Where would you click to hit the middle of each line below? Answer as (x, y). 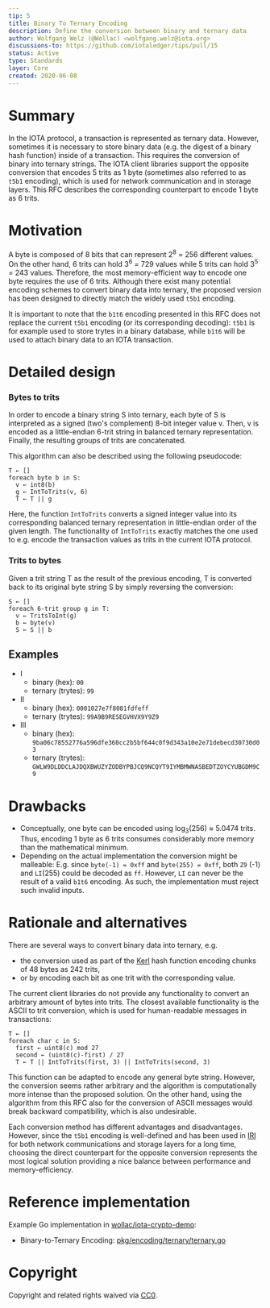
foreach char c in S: (45, 1041)
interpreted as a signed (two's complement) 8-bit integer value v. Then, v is (134, 423)
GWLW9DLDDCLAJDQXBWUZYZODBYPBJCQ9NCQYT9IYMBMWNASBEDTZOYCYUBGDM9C (146, 767)
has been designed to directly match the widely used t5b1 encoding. (122, 298)
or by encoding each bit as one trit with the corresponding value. (128, 978)
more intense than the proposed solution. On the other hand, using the (125, 1094)
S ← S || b (34, 629)
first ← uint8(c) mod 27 (57, 1048)
